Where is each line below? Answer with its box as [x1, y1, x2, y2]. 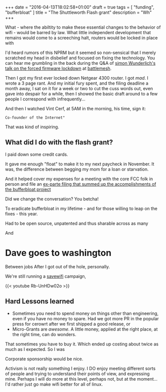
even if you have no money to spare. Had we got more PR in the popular [12, 315, 159, 321]
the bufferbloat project [5, 186, 51, 192]
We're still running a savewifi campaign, [5, 273, 86, 279]
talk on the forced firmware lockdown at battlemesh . [5, 65, 112, 71]
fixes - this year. [5, 210, 38, 217]
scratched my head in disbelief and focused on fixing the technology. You [5, 55, 155, 61]
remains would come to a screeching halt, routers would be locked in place [5, 35, 158, 41]
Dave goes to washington [5, 247, 112, 258]
